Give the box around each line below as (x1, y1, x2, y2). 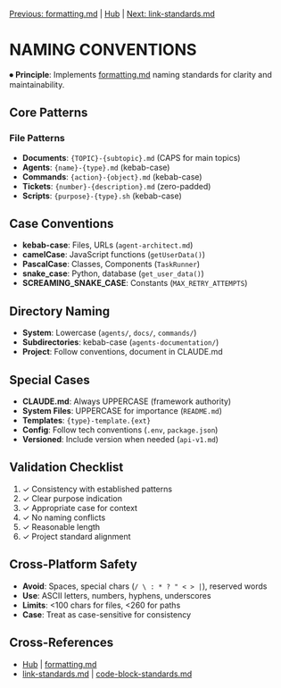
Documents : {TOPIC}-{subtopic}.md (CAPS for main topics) (21, 152, 241, 163)
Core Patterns (9, 105, 88, 121)
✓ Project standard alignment (21, 531, 131, 541)
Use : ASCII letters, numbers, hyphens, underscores (21, 590, 211, 600)
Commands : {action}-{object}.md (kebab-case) (21, 171, 202, 182)
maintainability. (9, 79, 65, 89)
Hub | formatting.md (21, 659, 97, 669)
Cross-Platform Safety (9, 557, 138, 572)
